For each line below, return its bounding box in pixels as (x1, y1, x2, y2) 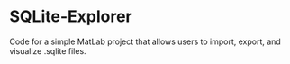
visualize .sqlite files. (9, 45, 87, 56)
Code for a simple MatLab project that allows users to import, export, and (9, 36, 281, 47)
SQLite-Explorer (9, 6, 132, 27)
